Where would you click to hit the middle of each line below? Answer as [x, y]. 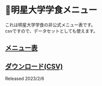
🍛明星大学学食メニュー [51, 10]
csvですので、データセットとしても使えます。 [51, 31]
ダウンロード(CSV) [34, 66]
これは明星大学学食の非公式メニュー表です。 [50, 25]
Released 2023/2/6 [25, 79]
